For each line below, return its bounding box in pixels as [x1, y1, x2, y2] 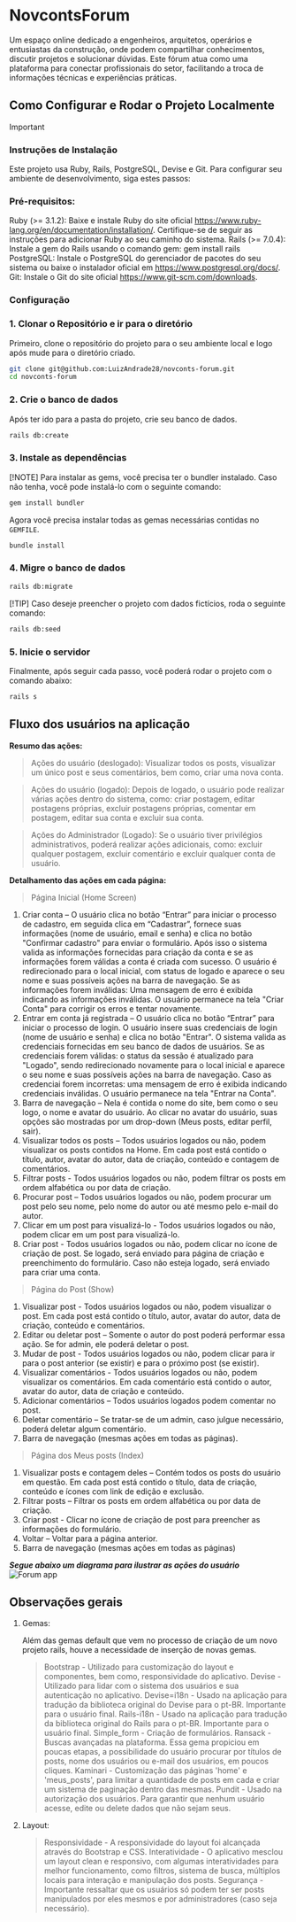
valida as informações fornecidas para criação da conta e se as [21, 947, 254, 957]
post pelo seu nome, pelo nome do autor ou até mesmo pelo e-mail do [21, 1201, 278, 1212]
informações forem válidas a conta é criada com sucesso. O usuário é [21, 956, 277, 966]
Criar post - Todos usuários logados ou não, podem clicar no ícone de [21, 1238, 278, 1249]
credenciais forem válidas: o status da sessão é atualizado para [21, 1050, 254, 1061]
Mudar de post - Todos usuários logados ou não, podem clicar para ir [21, 1348, 276, 1359]
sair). [21, 1126, 42, 1136]
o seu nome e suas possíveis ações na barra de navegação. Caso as [21, 1069, 272, 1080]
